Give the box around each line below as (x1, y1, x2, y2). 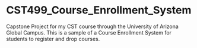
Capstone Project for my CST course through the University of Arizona (6, 23, 179, 30)
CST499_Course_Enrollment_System (6, 4, 192, 17)
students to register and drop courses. (6, 35, 100, 42)
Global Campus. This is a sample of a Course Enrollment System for (6, 29, 172, 36)
